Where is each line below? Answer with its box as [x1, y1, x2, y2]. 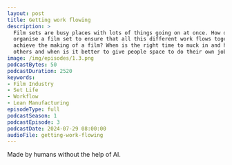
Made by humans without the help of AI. [7, 151, 121, 159]
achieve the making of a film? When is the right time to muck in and [13, 42, 221, 49]
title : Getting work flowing [7, 16, 91, 23]
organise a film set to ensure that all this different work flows [13, 36, 212, 43]
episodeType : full [7, 106, 60, 113]
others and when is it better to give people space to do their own [13, 49, 215, 56]
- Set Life [7, 87, 39, 93]
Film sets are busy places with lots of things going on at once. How [13, 29, 221, 36]
